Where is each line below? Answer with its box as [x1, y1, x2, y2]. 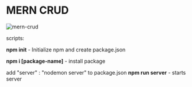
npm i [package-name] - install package [6, 57, 106, 65]
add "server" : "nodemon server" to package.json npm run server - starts [6, 69, 186, 76]
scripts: [6, 34, 25, 41]
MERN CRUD [6, 4, 69, 17]
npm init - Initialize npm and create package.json [6, 46, 126, 53]
